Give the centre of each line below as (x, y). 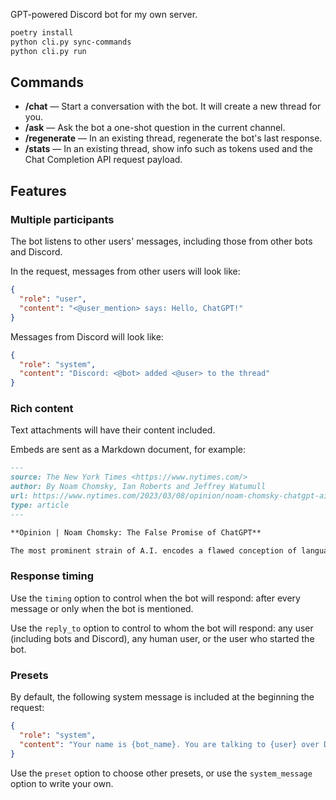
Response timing (52, 576)
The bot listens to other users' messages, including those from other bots (161, 241)
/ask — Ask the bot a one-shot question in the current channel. (155, 128)
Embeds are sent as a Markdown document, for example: (128, 450)
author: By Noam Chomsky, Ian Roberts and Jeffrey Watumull (138, 487)
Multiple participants (62, 219)
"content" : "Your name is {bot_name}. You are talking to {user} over (169, 744)
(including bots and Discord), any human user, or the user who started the (162, 638)
